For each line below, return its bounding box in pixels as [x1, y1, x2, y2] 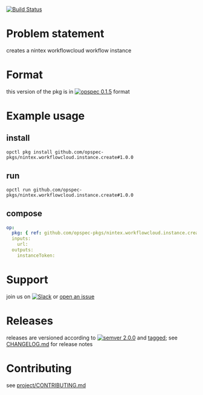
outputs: [11, 247, 34, 253]
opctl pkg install [6, 149, 53, 155]
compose [6, 208, 42, 219]
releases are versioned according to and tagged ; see [6, 334, 178, 341]
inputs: [11, 236, 31, 242]
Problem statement [6, 27, 105, 40]
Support [6, 272, 48, 286]
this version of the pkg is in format [6, 88, 130, 95]
